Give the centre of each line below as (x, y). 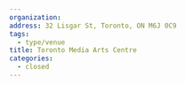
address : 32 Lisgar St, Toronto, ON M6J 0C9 (93, 26)
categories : (31, 58)
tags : (19, 34)
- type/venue (41, 42)
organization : (36, 17)
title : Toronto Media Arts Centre (73, 50)
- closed (33, 67)
